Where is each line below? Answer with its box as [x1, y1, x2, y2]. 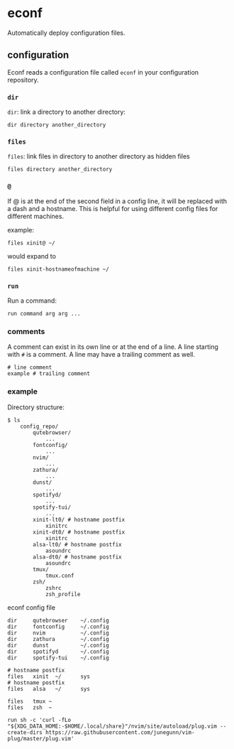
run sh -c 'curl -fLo [7, 716, 72, 723]
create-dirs [7, 728, 43, 736]
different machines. [7, 212, 65, 220]
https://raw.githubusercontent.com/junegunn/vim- [45, 728, 195, 736]
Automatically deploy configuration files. [7, 28, 126, 37]
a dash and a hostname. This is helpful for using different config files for [7, 204, 218, 212]
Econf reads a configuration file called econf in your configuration [7, 68, 199, 76]
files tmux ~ [7, 698, 52, 705]
